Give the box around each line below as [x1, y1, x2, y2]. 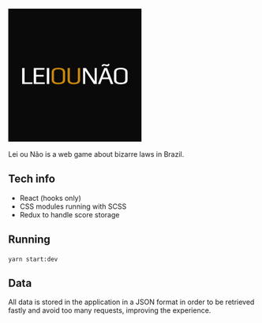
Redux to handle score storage [19, 210, 120, 219]
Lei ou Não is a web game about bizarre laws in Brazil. [8, 150, 185, 158]
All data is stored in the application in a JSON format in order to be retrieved [8, 297, 255, 307]
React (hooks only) [19, 193, 81, 202]
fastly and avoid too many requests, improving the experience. [8, 306, 211, 315]
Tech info [8, 173, 55, 186]
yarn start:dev [8, 255, 58, 263]
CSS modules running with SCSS [19, 202, 127, 211]
